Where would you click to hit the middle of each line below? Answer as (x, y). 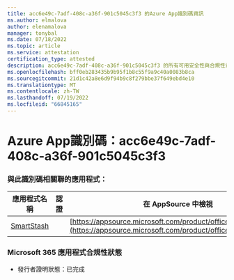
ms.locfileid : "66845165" (45, 104)
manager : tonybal (32, 33)
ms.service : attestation (43, 53)
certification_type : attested (51, 59)
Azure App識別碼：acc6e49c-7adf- (112, 141)
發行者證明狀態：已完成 (51, 269)
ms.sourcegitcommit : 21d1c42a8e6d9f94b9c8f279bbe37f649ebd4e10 (101, 78)
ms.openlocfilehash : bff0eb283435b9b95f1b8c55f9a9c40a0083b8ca (101, 72)
